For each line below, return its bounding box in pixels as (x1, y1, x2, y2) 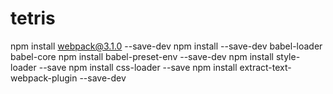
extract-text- (239, 61, 292, 73)
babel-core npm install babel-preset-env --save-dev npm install (10, 50, 275, 62)
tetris (10, 7, 56, 30)
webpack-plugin (10, 72, 78, 84)
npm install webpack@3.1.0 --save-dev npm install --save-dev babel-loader (10, 40, 323, 52)
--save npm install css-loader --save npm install (38, 61, 238, 73)
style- (275, 50, 301, 62)
